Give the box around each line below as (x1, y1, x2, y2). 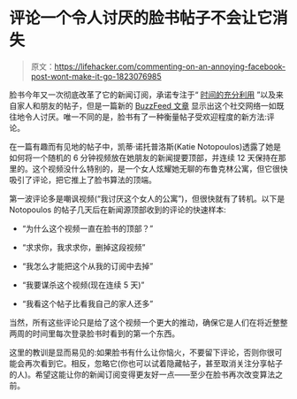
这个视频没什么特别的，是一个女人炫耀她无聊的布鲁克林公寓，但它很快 (32, 163, 288, 173)
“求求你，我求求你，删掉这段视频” (21, 242, 146, 252)
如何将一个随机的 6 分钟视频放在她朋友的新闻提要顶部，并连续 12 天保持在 (9, 152, 278, 163)
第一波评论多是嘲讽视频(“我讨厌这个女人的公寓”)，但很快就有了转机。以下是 (9, 193, 286, 203)
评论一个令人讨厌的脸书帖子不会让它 (9, 8, 273, 28)
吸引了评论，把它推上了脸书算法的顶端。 (9, 174, 156, 185)
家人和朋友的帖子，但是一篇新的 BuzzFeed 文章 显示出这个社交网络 (16, 100, 262, 111)
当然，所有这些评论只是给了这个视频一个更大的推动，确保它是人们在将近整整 (9, 317, 288, 327)
